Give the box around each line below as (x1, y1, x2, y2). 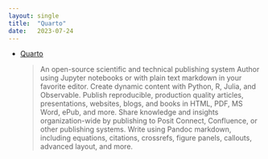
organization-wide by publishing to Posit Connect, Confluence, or (39, 116, 258, 126)
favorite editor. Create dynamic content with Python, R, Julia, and (39, 82, 256, 91)
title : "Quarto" (8, 19, 67, 27)
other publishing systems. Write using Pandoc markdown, (39, 124, 232, 134)
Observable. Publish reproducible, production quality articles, (39, 90, 244, 100)
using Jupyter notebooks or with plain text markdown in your (39, 73, 242, 83)
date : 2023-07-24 (8, 27, 74, 35)
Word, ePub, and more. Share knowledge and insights (39, 107, 219, 117)
